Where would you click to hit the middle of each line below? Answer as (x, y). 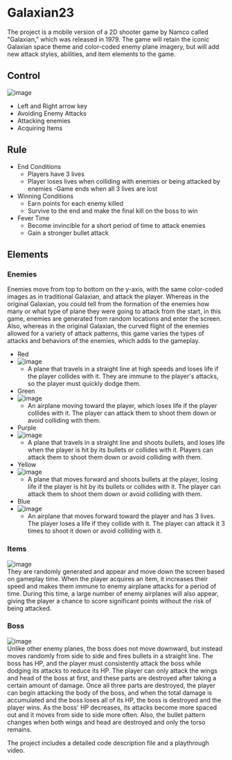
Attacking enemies (44, 121)
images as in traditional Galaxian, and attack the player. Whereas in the (108, 297)
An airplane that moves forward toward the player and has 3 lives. (122, 516)
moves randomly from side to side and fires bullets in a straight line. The (110, 655)
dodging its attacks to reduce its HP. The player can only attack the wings (113, 671)
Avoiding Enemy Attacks (52, 113)
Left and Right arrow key (52, 106)
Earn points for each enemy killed (75, 203)
